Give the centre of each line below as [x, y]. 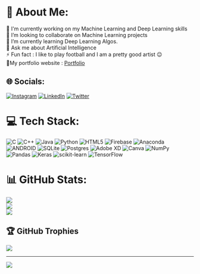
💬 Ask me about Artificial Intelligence [51, 48]
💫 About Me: [37, 12]
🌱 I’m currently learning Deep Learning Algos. [62, 41]
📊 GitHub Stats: [47, 180]
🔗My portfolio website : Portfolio [46, 63]
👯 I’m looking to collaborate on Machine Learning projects [77, 35]
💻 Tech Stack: [43, 121]
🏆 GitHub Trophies [43, 231]
